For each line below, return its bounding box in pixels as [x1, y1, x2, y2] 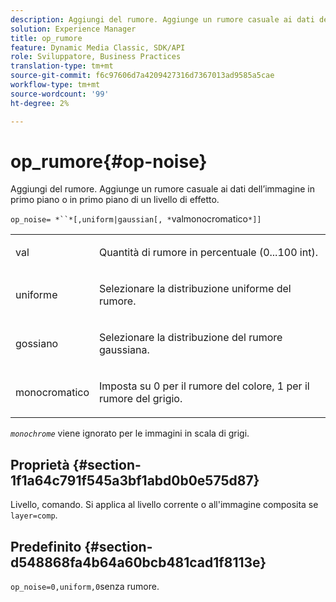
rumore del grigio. [99, 392, 183, 406]
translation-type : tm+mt [10, 61, 114, 71]
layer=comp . [10, 509, 58, 521]
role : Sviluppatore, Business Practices [10, 52, 182, 62]
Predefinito [10, 538, 82, 555]
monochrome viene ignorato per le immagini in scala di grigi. [10, 427, 250, 440]
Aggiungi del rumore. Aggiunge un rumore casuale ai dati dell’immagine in [10, 183, 315, 195]
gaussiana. [99, 343, 150, 357]
